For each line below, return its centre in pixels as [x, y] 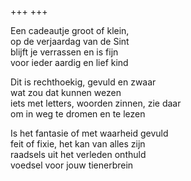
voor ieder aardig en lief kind [69, 62]
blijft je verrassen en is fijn [64, 52]
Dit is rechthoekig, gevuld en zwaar [83, 82]
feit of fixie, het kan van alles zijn [78, 144]
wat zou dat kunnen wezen [66, 92]
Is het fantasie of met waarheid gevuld [89, 133]
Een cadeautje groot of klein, [70, 30]
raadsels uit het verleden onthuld [78, 154]
